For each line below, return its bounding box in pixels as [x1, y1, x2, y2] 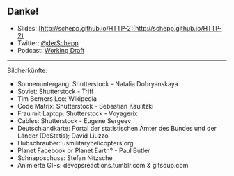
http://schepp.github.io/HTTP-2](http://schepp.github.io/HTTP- [40, 24, 222, 32]
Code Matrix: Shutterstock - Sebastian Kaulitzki [17, 102, 154, 110]
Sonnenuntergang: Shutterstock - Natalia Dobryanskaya [17, 79, 179, 88]
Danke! [7, 6, 39, 17]
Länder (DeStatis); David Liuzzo [17, 131, 109, 140]
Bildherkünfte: [7, 66, 48, 74]
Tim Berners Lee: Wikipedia [17, 94, 97, 103]
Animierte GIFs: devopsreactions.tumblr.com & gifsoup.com [17, 161, 189, 169]
